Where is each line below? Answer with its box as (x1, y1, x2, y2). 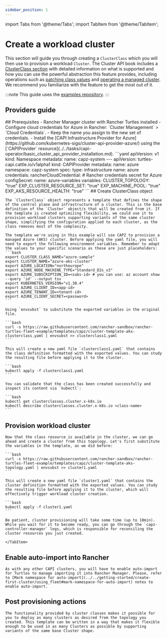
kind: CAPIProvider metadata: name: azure (51, 161, 139, 167)
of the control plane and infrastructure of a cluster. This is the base (5, 202, 162, 207)
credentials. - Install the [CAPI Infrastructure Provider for (5, 135, 121, 141)
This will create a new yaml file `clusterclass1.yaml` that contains (5, 346, 155, 351)
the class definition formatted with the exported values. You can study (5, 351, 162, 356)
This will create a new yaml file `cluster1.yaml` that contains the (5, 478, 153, 483)
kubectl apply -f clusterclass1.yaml (5, 368, 84, 373)
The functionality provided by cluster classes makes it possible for (5, 610, 155, 615)
